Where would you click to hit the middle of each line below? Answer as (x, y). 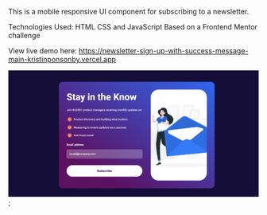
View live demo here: (43, 51)
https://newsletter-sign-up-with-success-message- (163, 51)
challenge (25, 35)
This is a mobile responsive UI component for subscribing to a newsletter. (129, 12)
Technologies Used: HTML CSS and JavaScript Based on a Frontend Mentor (133, 27)
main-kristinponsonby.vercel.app (62, 59)
